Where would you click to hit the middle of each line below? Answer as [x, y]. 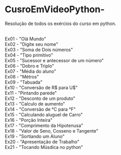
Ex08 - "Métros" [22, 76]
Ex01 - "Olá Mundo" [25, 39]
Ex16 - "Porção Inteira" [29, 120]
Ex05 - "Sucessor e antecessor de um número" [54, 60]
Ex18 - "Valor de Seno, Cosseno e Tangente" [52, 131]
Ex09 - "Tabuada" [24, 82]
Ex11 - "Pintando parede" [31, 93]
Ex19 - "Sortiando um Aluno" [35, 136]
